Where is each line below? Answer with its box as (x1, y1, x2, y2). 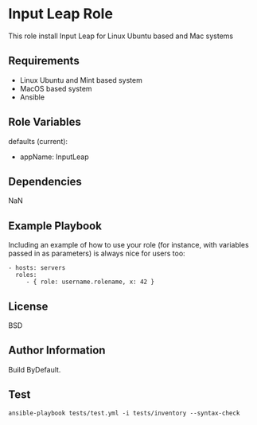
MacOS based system (19, 84, 93, 93)
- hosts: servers (8, 264, 66, 272)
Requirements (8, 54, 80, 68)
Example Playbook (8, 219, 102, 232)
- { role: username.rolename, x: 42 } (25, 278, 155, 287)
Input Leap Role (8, 5, 114, 23)
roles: (15, 271, 37, 279)
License (8, 299, 49, 313)
